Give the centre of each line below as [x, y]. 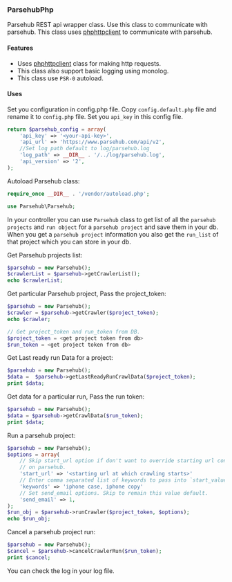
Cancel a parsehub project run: [51, 532]
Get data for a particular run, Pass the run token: [76, 397]
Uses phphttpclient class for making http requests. [89, 63]
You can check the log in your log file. [61, 571]
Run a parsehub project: [41, 435]
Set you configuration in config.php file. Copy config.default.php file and [112, 109]
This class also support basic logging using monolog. [93, 71]
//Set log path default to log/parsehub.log [85, 149]
